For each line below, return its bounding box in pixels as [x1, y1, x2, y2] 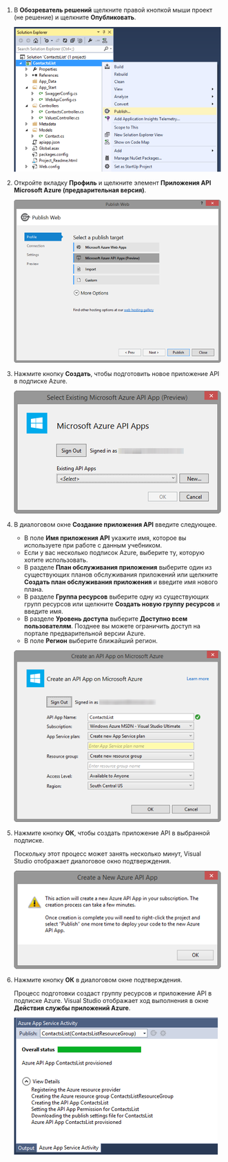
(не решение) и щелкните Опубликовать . [13, 13, 136, 21]
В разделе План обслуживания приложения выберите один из [23, 563, 212, 572]
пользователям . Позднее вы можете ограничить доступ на [23, 622, 201, 630]
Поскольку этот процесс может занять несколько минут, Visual [13, 850, 202, 858]
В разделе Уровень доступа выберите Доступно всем [23, 615, 188, 623]
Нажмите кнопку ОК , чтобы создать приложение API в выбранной [13, 829, 210, 837]
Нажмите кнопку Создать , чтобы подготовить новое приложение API [13, 370, 220, 378]
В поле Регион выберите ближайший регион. [23, 637, 158, 645]
